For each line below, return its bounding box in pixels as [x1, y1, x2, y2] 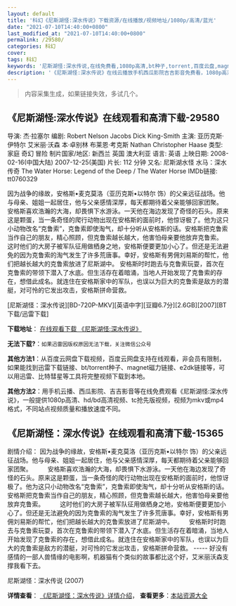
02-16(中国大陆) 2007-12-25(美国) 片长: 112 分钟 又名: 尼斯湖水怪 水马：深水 [7, 158, 227, 167]
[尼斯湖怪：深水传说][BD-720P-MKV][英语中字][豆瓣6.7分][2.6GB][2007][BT [7, 301, 227, 309]
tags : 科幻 [7, 56, 37, 63]
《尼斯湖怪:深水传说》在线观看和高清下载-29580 [7, 112, 220, 124]
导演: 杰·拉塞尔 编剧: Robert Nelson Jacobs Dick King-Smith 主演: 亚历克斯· [7, 131, 224, 141]
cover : [7, 50, 27, 57]
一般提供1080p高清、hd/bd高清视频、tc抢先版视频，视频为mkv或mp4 [22, 396, 224, 404]
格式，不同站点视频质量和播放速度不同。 [7, 405, 124, 413]
